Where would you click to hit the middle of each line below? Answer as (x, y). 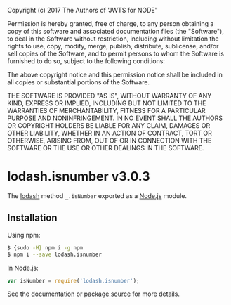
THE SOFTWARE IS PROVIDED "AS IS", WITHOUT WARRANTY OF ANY (110, 96)
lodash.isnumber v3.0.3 (79, 177)
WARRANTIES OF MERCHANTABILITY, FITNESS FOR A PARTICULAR (106, 111)
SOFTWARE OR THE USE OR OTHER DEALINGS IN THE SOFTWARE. (106, 148)
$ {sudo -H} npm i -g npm (45, 248)
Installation (32, 218)
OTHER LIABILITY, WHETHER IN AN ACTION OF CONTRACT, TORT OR (110, 133)
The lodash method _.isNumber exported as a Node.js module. (97, 195)
